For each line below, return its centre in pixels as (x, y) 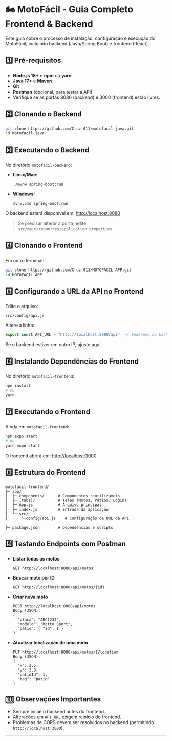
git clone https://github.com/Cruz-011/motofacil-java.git (70, 129)
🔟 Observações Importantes (53, 699)
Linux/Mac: (25, 175)
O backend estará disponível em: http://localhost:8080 (63, 213)
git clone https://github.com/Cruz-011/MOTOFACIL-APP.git (68, 270)
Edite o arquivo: (22, 306)
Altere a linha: (20, 325)
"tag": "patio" (34, 679)
